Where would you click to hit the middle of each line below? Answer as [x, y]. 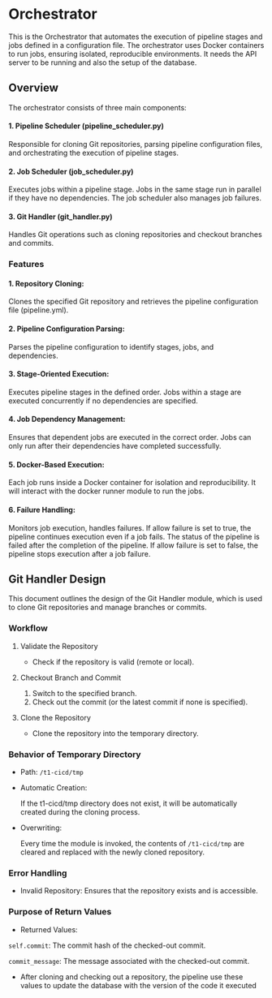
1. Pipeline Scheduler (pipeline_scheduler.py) [86, 126]
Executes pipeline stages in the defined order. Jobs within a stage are [125, 392]
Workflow [28, 628]
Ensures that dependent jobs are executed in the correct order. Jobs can [130, 437]
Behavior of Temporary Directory [75, 754]
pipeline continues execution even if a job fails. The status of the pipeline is [134, 536]
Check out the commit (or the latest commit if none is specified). [140, 702]
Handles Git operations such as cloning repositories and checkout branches [135, 234]
